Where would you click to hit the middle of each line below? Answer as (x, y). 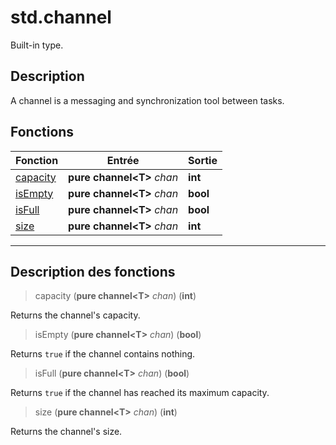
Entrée (123, 160)
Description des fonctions (93, 271)
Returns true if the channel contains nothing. (103, 354)
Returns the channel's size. (66, 432)
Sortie (203, 160)
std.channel (61, 17)
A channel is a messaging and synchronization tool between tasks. (147, 100)
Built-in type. (37, 45)
